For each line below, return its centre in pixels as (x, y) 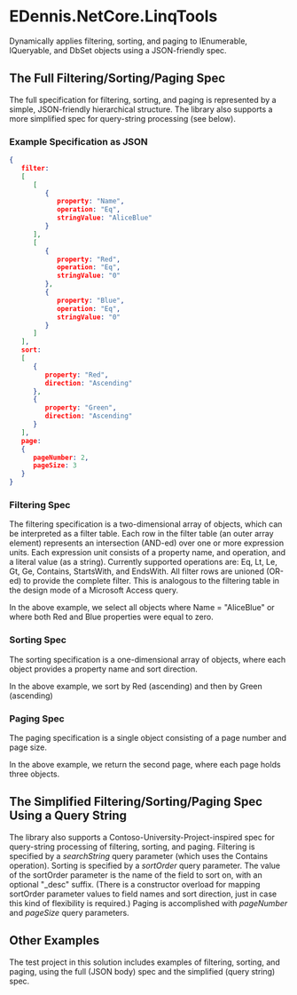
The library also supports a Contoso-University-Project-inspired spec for (142, 837)
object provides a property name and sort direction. (103, 669)
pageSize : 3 (55, 466)
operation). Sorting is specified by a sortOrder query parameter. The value (145, 865)
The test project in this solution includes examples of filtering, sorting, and (145, 962)
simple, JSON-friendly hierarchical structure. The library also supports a (141, 109)
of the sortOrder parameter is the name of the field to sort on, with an (136, 875)
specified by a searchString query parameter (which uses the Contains (139, 856)
